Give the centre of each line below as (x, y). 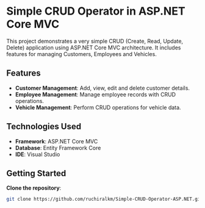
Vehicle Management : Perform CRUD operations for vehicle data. (98, 107)
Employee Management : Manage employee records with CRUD (95, 94)
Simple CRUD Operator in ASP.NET (96, 11)
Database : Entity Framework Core (58, 148)
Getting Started (36, 173)
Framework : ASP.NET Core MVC (56, 141)
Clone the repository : (34, 188)
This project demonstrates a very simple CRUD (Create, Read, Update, (95, 41)
